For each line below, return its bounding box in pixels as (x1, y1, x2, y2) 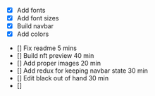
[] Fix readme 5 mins (16, 44, 77, 52)
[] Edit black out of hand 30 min (16, 74, 109, 83)
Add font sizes (16, 14, 59, 23)
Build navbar (16, 22, 54, 30)
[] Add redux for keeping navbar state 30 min (16, 66, 149, 75)
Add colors (16, 30, 49, 38)
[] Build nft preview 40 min (16, 52, 94, 60)
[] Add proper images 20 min (16, 59, 101, 68)
